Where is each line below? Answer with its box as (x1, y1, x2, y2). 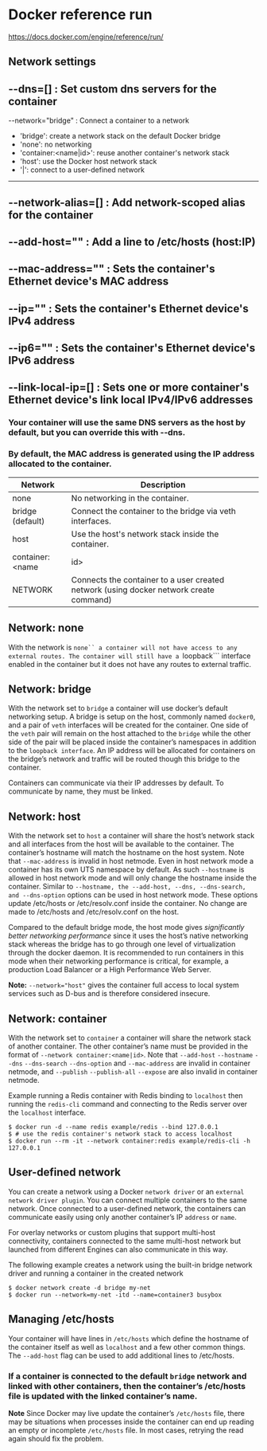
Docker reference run (8, 6, 153, 24)
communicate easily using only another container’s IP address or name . (8, 1212, 237, 1222)
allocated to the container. (8, 458, 112, 469)
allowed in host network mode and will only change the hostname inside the (8, 873, 257, 883)
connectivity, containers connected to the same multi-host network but (8, 1236, 242, 1245)
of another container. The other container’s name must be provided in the (8, 1041, 249, 1051)
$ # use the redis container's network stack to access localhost (8, 1130, 233, 1138)
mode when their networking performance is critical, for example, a (8, 956, 229, 966)
